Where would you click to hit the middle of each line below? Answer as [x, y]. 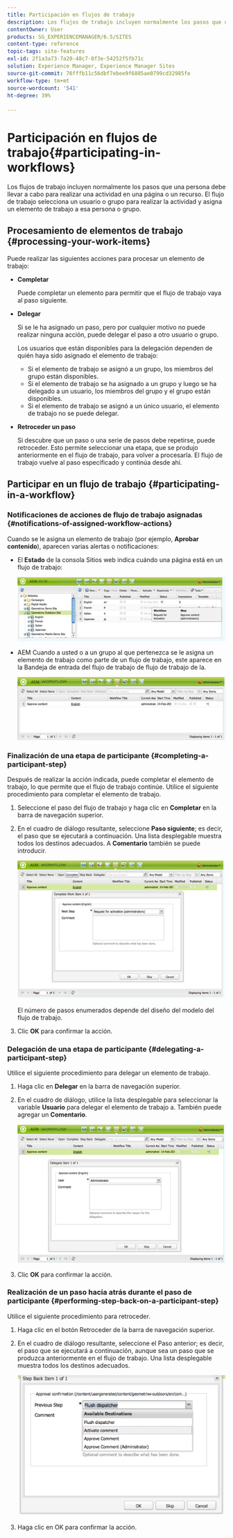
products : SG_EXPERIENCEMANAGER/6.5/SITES [69, 37]
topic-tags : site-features [46, 51]
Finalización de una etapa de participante [78, 755]
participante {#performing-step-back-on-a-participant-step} [113, 1301]
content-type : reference [43, 44]
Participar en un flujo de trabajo [77, 484]
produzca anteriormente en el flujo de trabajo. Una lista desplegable [114, 1358]
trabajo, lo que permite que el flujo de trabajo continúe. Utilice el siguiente [113, 787]
